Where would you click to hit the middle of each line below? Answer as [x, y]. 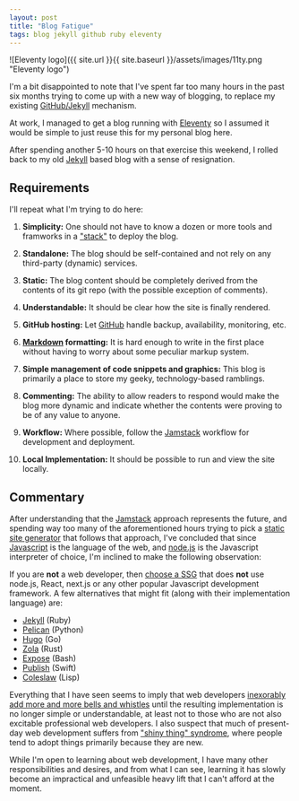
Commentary [47, 497]
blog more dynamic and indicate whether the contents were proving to [152, 405]
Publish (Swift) [49, 668]
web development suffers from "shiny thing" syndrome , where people [154, 733]
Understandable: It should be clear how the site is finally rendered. [146, 308]
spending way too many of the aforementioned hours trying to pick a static [147, 528]
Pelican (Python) [53, 630]
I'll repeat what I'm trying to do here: [76, 209]
